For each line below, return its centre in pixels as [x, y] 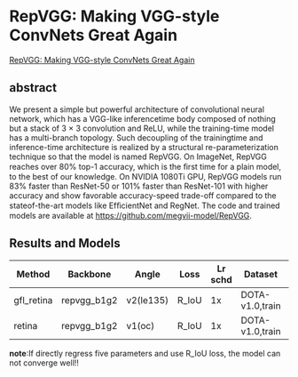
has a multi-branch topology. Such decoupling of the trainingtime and [136, 137]
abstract [33, 88]
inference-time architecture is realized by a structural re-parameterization [144, 147]
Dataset [260, 274]
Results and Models [65, 243]
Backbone [90, 274]
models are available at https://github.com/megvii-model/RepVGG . [131, 215]
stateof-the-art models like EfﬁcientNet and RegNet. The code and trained [145, 205]
